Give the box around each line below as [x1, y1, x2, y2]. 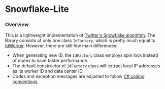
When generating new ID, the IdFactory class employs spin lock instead [12, 52, 159, 58]
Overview [5, 21, 29, 28]
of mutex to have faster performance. [12, 58, 89, 64]
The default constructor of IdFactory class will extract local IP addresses [12, 63, 161, 69]
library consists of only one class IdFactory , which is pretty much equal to [5, 38, 156, 44]
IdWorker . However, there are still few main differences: [5, 43, 118, 49]
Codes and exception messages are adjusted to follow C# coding [12, 73, 145, 80]
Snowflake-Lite [5, 3, 69, 15]
